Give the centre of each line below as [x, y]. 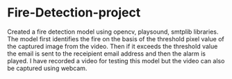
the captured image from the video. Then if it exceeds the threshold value [113, 46]
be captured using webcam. [47, 68]
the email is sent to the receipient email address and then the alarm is [107, 54]
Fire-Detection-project [74, 13]
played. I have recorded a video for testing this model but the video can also [116, 60]
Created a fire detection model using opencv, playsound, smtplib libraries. [113, 32]
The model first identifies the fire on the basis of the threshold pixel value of [116, 38]
